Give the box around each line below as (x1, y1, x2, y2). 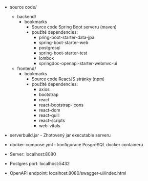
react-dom (39, 107, 61, 113)
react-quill (39, 113, 60, 118)
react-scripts (39, 117, 65, 123)
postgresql (39, 45, 61, 50)
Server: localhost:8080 (9, 151, 56, 157)
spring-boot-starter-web (39, 40, 89, 45)
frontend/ (17, 66, 36, 71)
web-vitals (39, 123, 60, 129)
